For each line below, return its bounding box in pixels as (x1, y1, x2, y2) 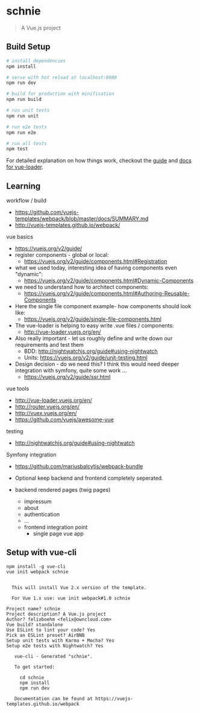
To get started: (14, 663, 55, 670)
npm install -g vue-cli (6, 563, 66, 569)
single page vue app (33, 530, 84, 537)
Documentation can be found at (14, 695, 93, 702)
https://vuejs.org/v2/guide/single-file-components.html (23, 315, 161, 323)
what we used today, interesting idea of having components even (14, 264, 178, 271)
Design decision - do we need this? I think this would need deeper (14, 361, 180, 368)
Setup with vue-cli (6, 547, 77, 558)
